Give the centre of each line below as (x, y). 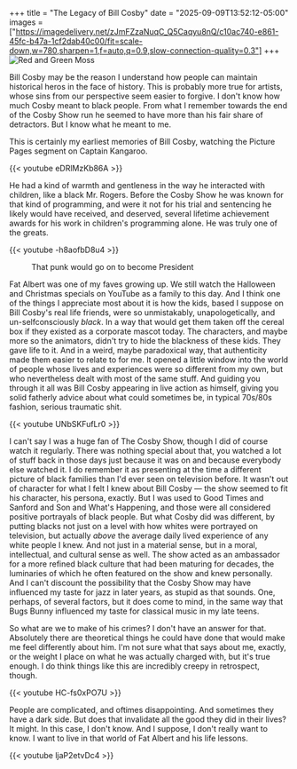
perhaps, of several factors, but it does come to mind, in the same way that (146, 602)
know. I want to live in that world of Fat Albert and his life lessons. (129, 738)
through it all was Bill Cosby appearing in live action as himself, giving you (144, 388)
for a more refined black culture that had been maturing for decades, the (142, 564)
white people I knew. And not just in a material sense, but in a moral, (133, 545)
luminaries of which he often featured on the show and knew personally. (141, 573)
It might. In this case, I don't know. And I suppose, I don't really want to (139, 729)
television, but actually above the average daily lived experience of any (139, 535)
